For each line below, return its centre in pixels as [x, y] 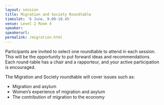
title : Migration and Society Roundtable [48, 14]
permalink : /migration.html [34, 38]
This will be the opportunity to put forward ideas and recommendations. [78, 56]
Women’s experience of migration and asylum [59, 92]
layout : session [22, 10]
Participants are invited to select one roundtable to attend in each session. [81, 51]
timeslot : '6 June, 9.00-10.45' [38, 19]
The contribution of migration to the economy [58, 97]
